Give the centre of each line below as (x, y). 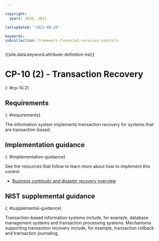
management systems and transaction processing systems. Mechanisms (78, 222)
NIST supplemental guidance (50, 196)
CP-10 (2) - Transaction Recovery (74, 74)
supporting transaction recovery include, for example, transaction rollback (80, 228)
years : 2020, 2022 (28, 18)
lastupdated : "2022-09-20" (32, 27)
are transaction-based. (28, 130)
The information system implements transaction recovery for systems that (79, 124)
